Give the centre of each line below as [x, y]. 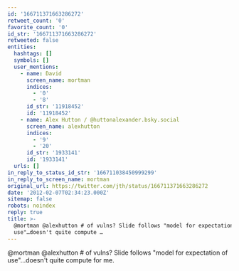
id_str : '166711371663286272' [52, 34]
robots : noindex [31, 206]
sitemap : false [30, 199]
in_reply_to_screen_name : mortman [59, 179]
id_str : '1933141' [53, 153]
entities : [22, 47]
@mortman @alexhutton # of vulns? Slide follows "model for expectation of [118, 253]
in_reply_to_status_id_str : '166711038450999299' [83, 172]
